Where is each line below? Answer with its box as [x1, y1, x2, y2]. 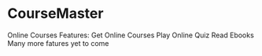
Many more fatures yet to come [7, 38, 109, 47]
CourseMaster [7, 5, 104, 23]
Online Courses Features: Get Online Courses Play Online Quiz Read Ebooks [7, 30, 255, 40]
